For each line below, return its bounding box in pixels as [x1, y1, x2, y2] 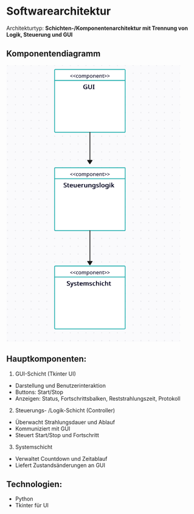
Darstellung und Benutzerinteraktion [15, 382, 106, 389]
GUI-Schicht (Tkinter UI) [15, 370, 76, 377]
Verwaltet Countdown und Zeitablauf [15, 455, 108, 462]
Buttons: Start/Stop [15, 388, 64, 396]
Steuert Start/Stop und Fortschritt [15, 431, 99, 438]
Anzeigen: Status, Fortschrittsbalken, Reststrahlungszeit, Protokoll [15, 394, 181, 402]
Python [15, 495, 33, 502]
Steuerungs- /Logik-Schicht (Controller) [15, 407, 116, 414]
